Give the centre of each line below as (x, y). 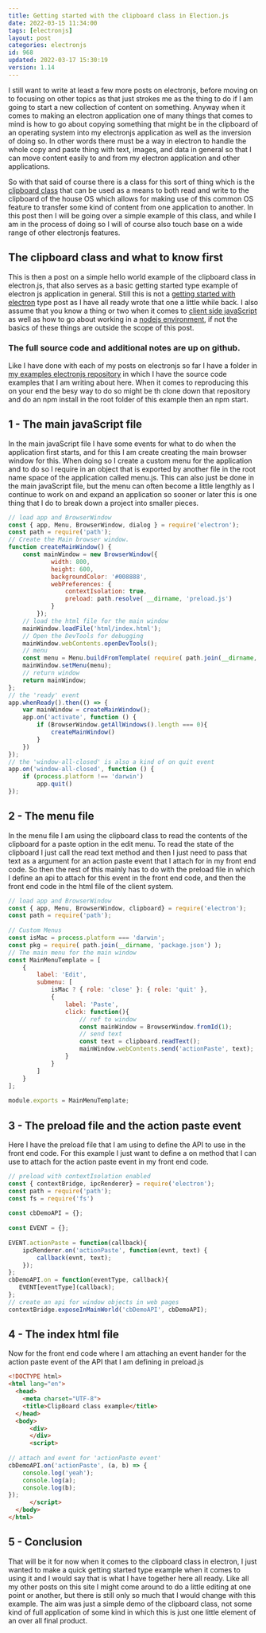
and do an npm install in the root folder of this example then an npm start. (128, 399)
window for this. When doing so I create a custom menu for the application (130, 460)
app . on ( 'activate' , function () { (79, 718)
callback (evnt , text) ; (74, 1258)
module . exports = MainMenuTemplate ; (69, 1101)
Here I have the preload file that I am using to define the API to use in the (127, 1145)
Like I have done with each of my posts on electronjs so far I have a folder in (133, 365)
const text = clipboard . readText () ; (140, 1042)
